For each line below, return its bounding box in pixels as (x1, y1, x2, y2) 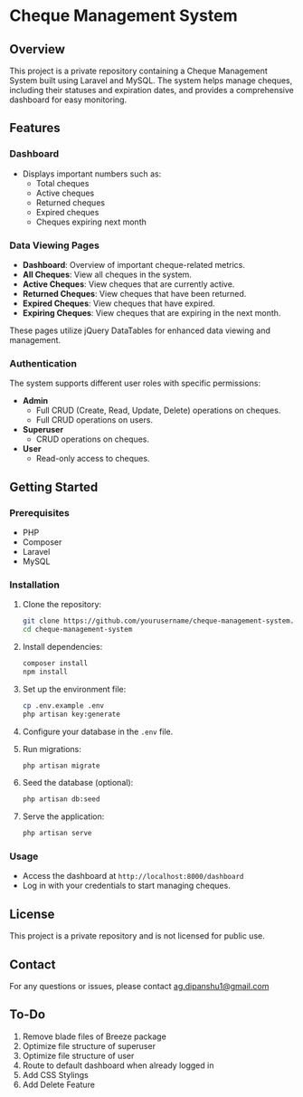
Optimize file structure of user (22, 1050, 135, 1061)
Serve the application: (22, 811, 105, 822)
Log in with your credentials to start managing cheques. (22, 880, 231, 892)
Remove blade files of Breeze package (22, 1031, 167, 1042)
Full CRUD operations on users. (35, 415, 154, 425)
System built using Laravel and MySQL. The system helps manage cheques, (9, 75, 293, 86)
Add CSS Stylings (22, 1069, 89, 1080)
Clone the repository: (22, 599, 102, 610)
